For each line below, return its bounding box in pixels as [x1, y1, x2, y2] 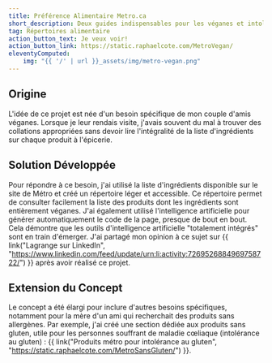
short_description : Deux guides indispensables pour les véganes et [8, 19, 244, 28]
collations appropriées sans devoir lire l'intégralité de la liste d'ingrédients [8, 126, 254, 136]
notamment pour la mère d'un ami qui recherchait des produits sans [8, 311, 235, 321]
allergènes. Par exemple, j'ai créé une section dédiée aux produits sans [8, 320, 246, 330]
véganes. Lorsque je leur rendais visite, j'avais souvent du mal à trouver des [8, 117, 261, 127]
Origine [8, 87, 47, 102]
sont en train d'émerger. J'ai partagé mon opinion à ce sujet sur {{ [8, 231, 229, 241]
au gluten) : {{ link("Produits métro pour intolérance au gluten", [8, 337, 217, 347]
